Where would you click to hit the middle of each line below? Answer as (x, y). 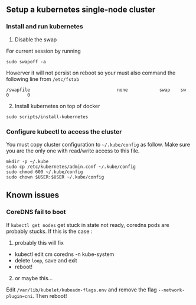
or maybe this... (34, 278)
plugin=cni (19, 296)
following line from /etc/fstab (43, 79)
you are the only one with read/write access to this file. (73, 151)
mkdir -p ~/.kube (27, 161)
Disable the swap (36, 39)
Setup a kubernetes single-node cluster (81, 10)
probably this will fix (39, 242)
